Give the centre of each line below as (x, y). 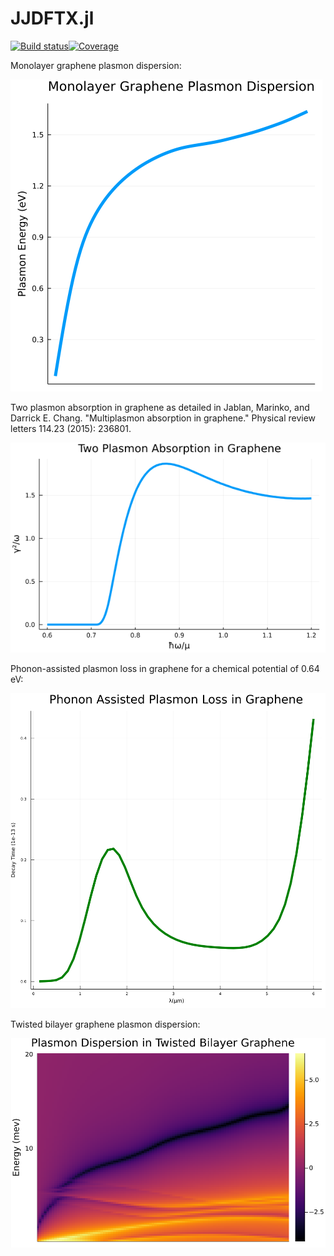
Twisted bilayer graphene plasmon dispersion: (105, 1024)
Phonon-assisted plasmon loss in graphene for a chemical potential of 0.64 (165, 668)
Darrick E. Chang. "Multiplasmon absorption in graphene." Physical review (163, 418)
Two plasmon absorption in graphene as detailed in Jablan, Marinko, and (160, 407)
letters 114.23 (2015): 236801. (71, 428)
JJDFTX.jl (52, 18)
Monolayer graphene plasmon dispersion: (96, 65)
